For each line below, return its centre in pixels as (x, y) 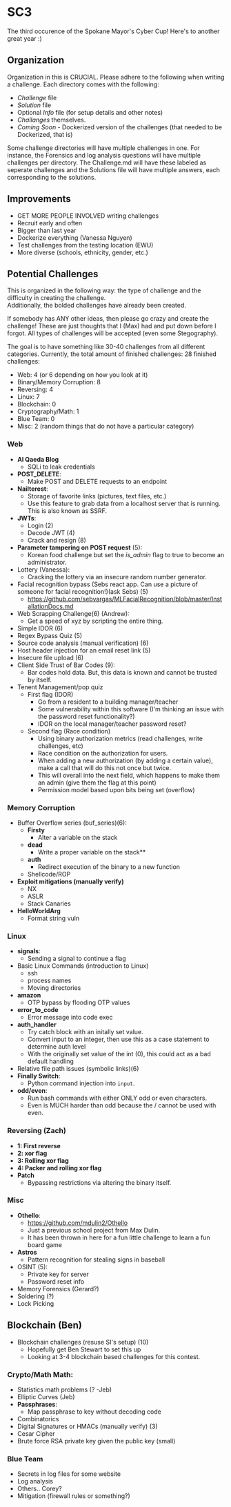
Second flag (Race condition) (69, 731)
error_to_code (38, 1010)
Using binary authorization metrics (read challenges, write (120, 738)
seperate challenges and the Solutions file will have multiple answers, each (114, 169)
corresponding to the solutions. (52, 177)
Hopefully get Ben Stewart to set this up (84, 1349)
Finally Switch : (39, 1076)
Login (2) (40, 525)
